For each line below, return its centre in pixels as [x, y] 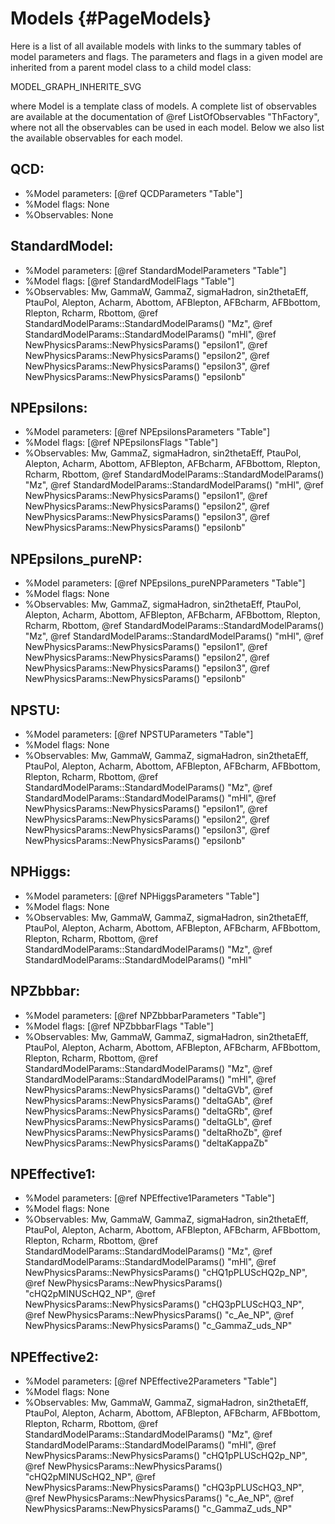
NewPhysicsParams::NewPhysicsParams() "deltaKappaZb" [146, 1143]
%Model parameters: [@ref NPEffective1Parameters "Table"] [149, 1198]
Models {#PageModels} [111, 18]
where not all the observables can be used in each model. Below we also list [167, 127]
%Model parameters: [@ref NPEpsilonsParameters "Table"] [147, 432]
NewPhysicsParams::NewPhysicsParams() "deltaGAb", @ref [148, 1100]
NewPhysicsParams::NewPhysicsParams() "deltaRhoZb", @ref [153, 1132]
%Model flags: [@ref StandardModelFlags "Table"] [129, 281]
